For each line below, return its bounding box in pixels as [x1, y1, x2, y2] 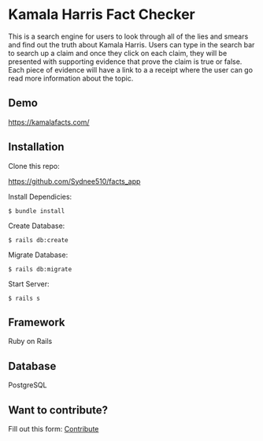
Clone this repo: [8, 161, 61, 170]
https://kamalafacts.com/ [8, 117, 90, 127]
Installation [8, 140, 65, 154]
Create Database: [8, 221, 65, 230]
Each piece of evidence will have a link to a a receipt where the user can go [8, 65, 254, 74]
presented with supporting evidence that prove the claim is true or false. [8, 57, 243, 66]
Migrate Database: [8, 250, 69, 260]
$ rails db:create [8, 236, 69, 244]
